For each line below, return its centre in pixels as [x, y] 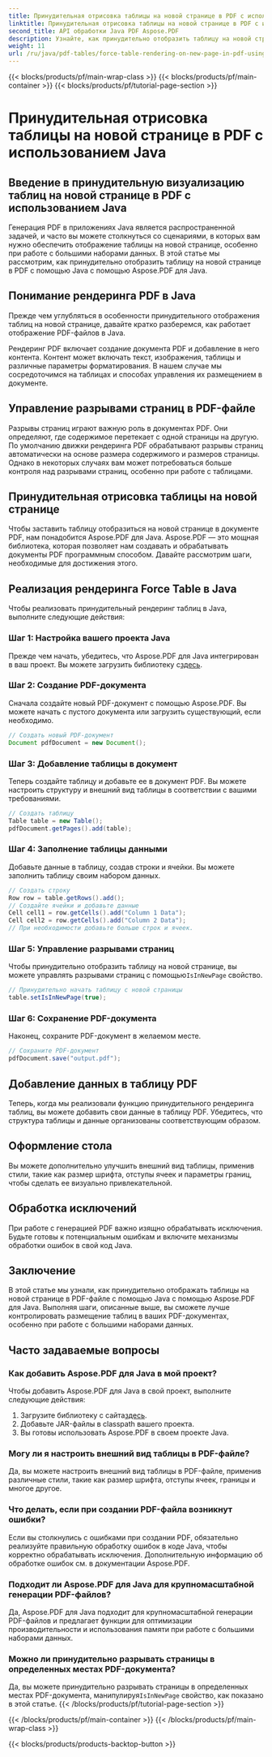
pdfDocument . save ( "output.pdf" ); [65, 1059]
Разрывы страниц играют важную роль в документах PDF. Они [118, 428]
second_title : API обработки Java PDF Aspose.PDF [94, 31]
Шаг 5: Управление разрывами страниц [91, 949]
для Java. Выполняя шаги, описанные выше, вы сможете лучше [119, 1307]
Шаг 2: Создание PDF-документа [77, 685]
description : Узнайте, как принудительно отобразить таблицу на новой [130, 39]
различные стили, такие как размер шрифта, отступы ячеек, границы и [132, 1480]
